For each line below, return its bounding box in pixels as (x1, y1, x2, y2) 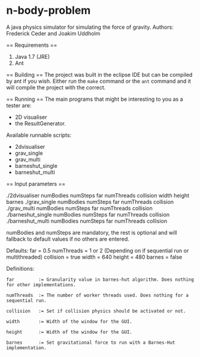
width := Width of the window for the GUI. (6, 319, 133, 325)
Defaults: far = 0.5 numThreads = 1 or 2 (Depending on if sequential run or (6, 247, 189, 254)
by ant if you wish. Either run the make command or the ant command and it (6, 77, 192, 85)
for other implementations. (6, 281, 77, 288)
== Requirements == (6, 41, 57, 49)
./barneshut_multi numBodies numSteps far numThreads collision (6, 217, 168, 224)
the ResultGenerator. (14, 119, 66, 127)
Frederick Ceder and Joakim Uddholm (6, 29, 101, 37)
